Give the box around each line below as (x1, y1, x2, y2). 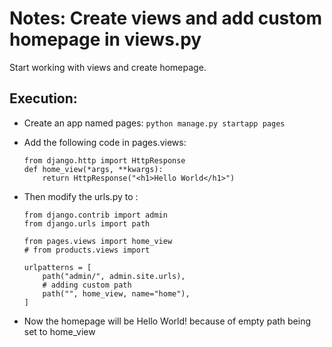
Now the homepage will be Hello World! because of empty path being (23, 315, 312, 327)
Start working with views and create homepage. (9, 61, 207, 73)
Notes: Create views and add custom (9, 7, 323, 30)
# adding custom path (42, 280, 132, 290)
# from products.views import (23, 245, 151, 255)
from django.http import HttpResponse (23, 155, 186, 166)
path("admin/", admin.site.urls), (42, 271, 186, 281)
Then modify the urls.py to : (23, 190, 139, 202)
